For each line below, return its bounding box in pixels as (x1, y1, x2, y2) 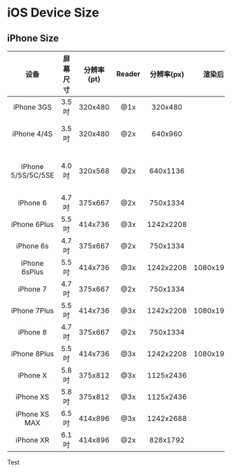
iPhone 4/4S (12, 129, 53, 139)
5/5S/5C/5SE (10, 170, 55, 180)
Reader (116, 69, 141, 79)
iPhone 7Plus (11, 306, 54, 315)
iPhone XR (15, 435, 50, 444)
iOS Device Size (7, 5, 99, 21)
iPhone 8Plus (11, 349, 54, 358)
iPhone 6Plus (11, 219, 54, 229)
